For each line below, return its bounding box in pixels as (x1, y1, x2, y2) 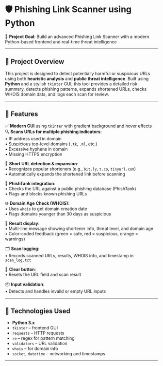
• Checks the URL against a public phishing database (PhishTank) (5, 186, 137, 192)
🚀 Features (5, 110, 38, 118)
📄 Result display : (5, 220, 40, 226)
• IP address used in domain (5, 135, 62, 141)
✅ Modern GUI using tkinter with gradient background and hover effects (5, 123, 152, 129)
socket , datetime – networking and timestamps (12, 351, 106, 357)
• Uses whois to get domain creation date (5, 206, 87, 212)
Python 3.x (12, 320, 35, 326)
